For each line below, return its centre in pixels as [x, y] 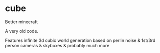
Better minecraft [22, 22]
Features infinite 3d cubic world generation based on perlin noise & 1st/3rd [80, 40]
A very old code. [22, 31]
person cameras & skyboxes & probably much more [57, 45]
